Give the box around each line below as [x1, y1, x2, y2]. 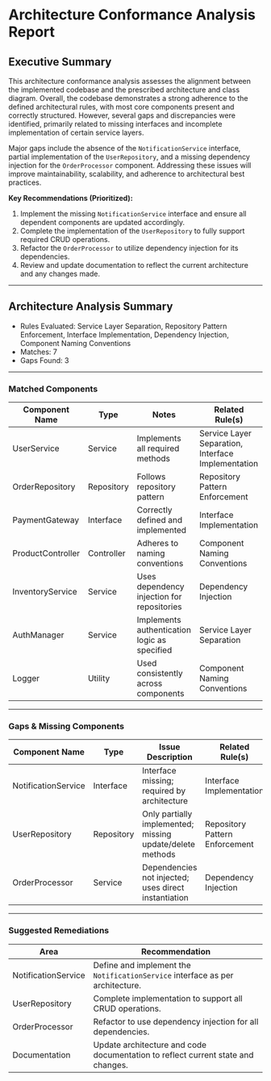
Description [146, 752, 193, 763]
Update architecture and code [93, 1039, 207, 1050]
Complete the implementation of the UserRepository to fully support [19, 226, 245, 236]
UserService [12, 443, 60, 454]
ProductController [12, 548, 81, 559]
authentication [136, 624, 192, 636]
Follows [136, 471, 166, 482]
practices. [8, 177, 42, 187]
